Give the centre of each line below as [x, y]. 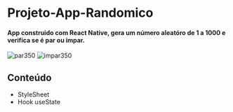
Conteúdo [29, 77]
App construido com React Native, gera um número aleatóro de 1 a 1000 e [116, 32]
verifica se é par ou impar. [46, 40]
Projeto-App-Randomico [80, 13]
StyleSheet [33, 94]
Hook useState [39, 102]
